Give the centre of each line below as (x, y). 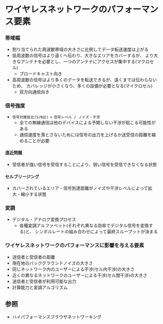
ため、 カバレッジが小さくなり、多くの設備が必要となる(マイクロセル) (82, 86)
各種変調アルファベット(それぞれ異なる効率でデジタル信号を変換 (84, 225)
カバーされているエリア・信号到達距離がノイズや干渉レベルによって (80, 188)
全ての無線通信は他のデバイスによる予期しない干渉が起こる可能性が (87, 122)
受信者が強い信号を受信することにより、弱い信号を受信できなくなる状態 (84, 164)
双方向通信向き (34, 92)
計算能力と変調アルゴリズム (40, 287)
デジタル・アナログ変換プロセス (44, 220)
